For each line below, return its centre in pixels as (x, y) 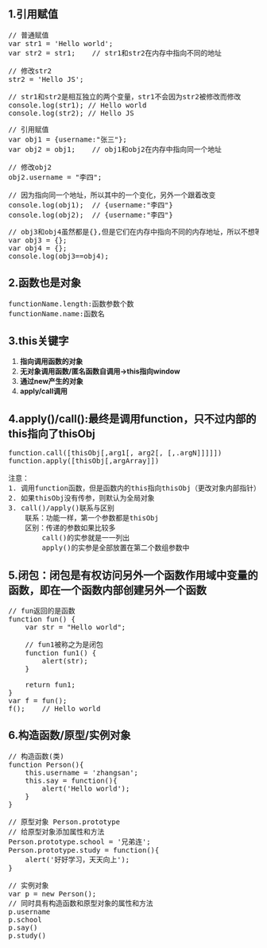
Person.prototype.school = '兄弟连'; (79, 842)
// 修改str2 (30, 71)
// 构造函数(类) (37, 756)
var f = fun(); (38, 701)
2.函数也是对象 (45, 283)
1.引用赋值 (33, 14)
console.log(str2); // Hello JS (71, 113)
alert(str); (65, 661)
